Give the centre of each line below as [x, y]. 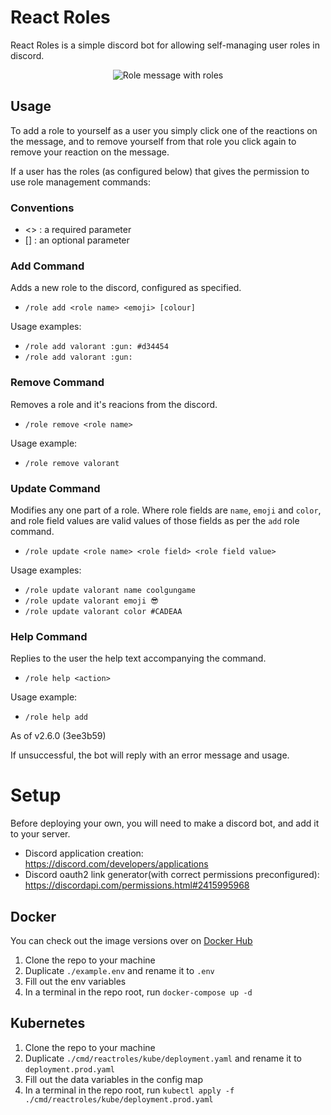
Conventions [42, 208]
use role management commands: [80, 182]
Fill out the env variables [75, 981]
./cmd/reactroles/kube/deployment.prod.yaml [119, 1099]
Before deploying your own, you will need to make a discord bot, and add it [165, 823]
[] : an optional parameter [77, 240]
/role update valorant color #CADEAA [103, 611]
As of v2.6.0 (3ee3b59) [58, 736]
